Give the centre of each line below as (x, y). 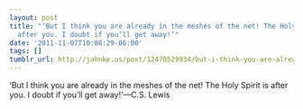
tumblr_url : (32, 59)
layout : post (34, 18)
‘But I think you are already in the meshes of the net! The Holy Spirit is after (149, 85)
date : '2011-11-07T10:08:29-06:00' (76, 43)
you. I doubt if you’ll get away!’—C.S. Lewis (90, 95)
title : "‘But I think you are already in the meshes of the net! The (143, 26)
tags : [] (26, 51)
